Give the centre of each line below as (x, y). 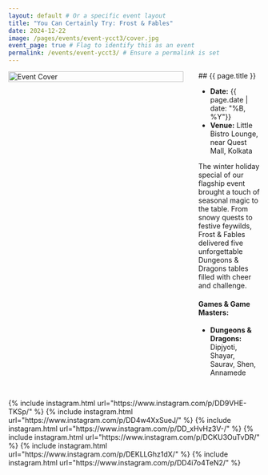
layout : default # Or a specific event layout (87, 16)
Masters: (214, 312)
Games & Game (224, 304)
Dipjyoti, (224, 347)
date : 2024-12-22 (37, 30)
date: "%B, (228, 108)
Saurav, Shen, (233, 364)
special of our (221, 175)
